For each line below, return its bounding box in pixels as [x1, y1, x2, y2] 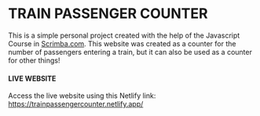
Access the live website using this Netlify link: [8, 91, 156, 100]
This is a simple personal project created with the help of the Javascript [8, 31, 240, 40]
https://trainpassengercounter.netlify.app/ [8, 100, 144, 109]
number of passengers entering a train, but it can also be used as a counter [8, 47, 253, 56]
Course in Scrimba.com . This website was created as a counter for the [8, 38, 236, 48]
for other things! [8, 56, 60, 65]
